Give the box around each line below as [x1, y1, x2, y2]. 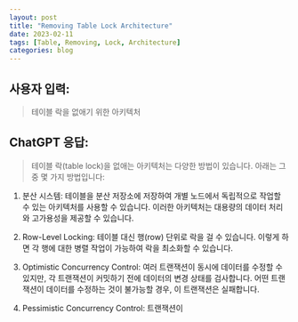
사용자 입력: [9, 81, 70, 96]
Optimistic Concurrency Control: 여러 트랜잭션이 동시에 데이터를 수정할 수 [21, 262, 283, 272]
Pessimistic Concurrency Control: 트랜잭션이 [21, 302, 184, 313]
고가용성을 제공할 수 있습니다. [31, 213, 134, 223]
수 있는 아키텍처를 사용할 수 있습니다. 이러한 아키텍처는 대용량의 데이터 [21, 201, 267, 212]
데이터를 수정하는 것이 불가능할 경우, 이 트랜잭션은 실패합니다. [45, 284, 260, 294]
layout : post [9, 12, 58, 22]
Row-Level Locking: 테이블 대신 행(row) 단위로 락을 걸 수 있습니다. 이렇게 [21, 231, 280, 242]
